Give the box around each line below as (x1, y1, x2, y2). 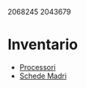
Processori (19, 62, 56, 72)
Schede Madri (19, 71, 67, 81)
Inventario (7, 36, 79, 54)
